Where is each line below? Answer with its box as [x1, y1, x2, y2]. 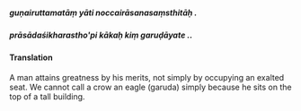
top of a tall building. [9, 90, 85, 102]
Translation [9, 52, 53, 63]
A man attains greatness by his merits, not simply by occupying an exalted [9, 72, 285, 82]
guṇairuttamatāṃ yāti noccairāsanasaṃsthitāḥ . [9, 7, 198, 18]
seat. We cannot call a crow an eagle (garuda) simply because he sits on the [9, 81, 292, 92]
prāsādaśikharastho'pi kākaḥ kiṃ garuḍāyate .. [9, 30, 193, 40]
